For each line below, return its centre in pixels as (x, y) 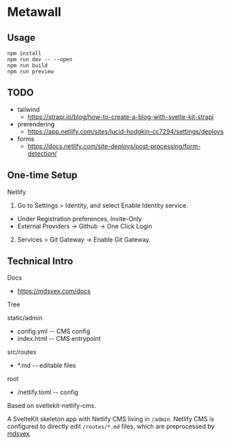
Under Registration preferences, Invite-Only (80, 219)
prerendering (36, 124)
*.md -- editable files (46, 366)
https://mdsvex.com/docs (54, 291)
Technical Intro (40, 261)
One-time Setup (42, 175)
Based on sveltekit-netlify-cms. (52, 406)
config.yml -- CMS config (54, 331)
